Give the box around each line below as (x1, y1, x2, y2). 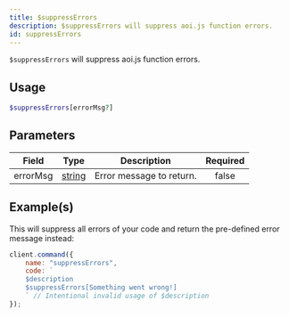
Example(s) (9, 199, 74, 215)
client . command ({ (9, 250, 74, 259)
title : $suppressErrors (9, 12, 98, 22)
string (61, 169, 87, 182)
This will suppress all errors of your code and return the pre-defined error (9, 224, 280, 234)
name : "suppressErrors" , (25, 258, 118, 267)
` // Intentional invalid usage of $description (25, 291, 210, 301)
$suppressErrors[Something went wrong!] (25, 283, 178, 292)
